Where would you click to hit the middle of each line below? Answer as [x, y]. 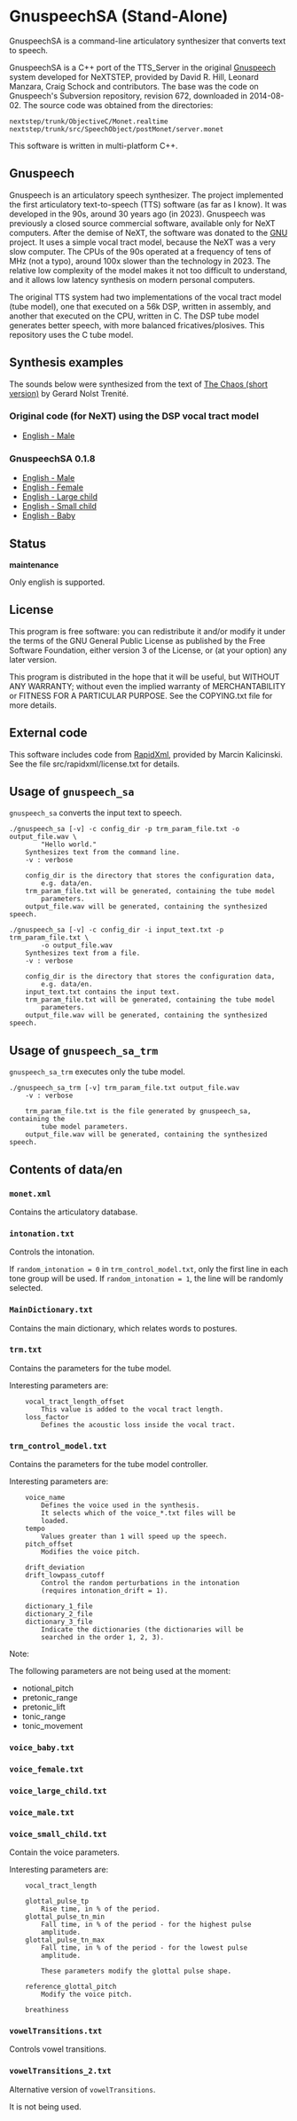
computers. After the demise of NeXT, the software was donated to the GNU [148, 232]
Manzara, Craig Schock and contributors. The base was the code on [134, 86]
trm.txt [26, 1350]
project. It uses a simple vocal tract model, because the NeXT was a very [143, 242]
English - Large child [59, 497]
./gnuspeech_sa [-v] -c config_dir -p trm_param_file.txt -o [125, 829]
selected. [26, 1288]
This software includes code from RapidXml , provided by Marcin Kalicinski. [146, 754]
